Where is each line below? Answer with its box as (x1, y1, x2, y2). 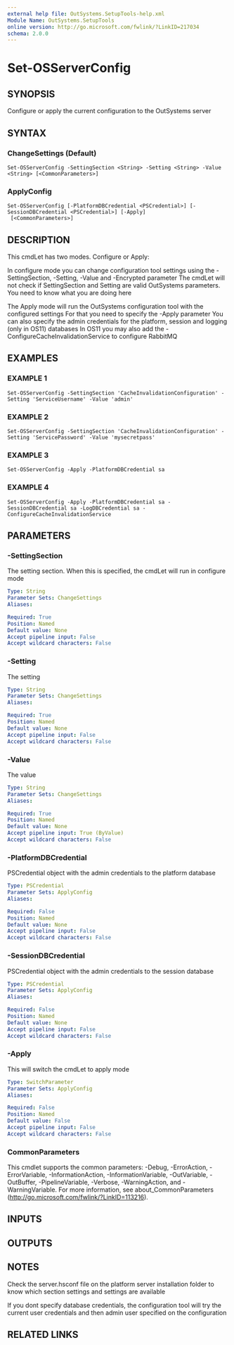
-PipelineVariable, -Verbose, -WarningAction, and (38, 1178, 181, 1187)
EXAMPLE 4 (7, 482, 49, 492)
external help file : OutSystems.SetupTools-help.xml (7, 10, 165, 18)
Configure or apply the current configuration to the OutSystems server (7, 107, 212, 115)
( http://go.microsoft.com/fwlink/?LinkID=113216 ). (7, 1193, 149, 1202)
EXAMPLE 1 (7, 373, 48, 383)
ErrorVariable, (7, 1171, 48, 1179)
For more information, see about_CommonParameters (58, 1185, 214, 1194)
